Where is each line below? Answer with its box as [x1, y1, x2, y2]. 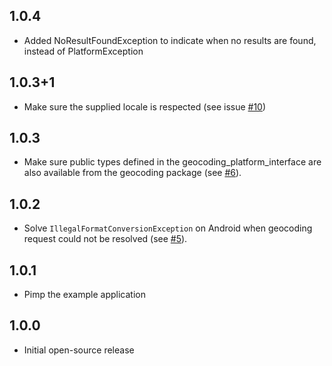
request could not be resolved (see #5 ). [23, 233, 188, 245]
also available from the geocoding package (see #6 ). [23, 167, 242, 179]
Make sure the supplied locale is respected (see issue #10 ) [23, 100, 267, 113]
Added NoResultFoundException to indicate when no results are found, [23, 34, 317, 46]
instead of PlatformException [23, 45, 144, 57]
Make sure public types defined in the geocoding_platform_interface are [23, 156, 322, 168]
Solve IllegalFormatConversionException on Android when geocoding [23, 222, 313, 234]
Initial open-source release [23, 344, 135, 356]
